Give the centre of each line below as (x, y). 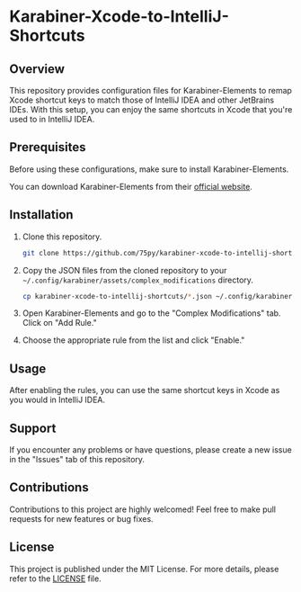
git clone (41, 253)
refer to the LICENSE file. (55, 579)
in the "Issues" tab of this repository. (77, 459)
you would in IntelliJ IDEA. (58, 400)
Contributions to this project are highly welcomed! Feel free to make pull (143, 509)
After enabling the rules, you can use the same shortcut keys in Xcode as (145, 390)
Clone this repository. (62, 237)
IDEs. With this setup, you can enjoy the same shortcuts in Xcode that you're (151, 109)
